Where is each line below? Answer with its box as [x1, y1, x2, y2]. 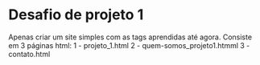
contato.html [8, 49, 51, 59]
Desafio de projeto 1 [8, 6, 144, 24]
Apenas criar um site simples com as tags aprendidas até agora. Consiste [8, 32, 252, 42]
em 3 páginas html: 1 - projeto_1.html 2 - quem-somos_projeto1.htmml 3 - [8, 40, 250, 50]
